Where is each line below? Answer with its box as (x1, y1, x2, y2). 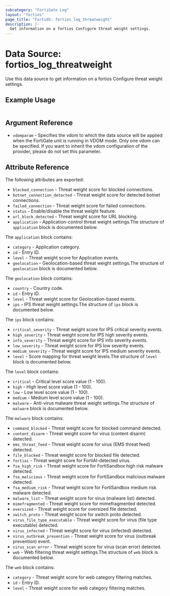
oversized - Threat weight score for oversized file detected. (12, 506, 138, 512)
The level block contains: (5, 369, 59, 375)
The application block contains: (5, 234, 73, 240)
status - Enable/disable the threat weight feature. (12, 208, 116, 214)
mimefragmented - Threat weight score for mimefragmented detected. (12, 501, 157, 507)
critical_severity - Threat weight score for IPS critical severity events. (12, 326, 163, 333)
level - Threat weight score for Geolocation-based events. (12, 295, 136, 302)
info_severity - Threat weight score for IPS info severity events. (12, 337, 148, 343)
